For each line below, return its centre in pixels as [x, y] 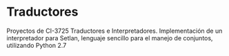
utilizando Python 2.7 [37, 45]
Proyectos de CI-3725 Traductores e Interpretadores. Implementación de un [114, 31]
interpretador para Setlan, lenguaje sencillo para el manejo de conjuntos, [110, 38]
